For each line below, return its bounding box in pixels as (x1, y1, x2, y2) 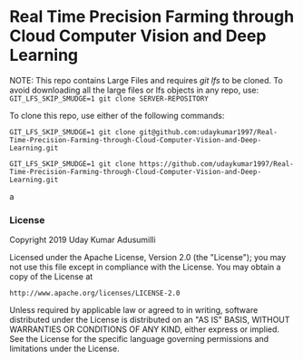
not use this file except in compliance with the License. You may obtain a (9, 261, 281, 273)
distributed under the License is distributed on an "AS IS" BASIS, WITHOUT (9, 315, 290, 326)
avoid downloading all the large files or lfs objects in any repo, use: (9, 84, 259, 95)
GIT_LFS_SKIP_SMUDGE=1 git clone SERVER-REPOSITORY (9, 93, 209, 103)
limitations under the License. (9, 343, 120, 355)
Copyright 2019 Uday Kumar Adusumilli (9, 234, 156, 246)
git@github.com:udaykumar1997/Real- (139, 127, 279, 137)
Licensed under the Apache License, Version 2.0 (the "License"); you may (9, 252, 287, 263)
